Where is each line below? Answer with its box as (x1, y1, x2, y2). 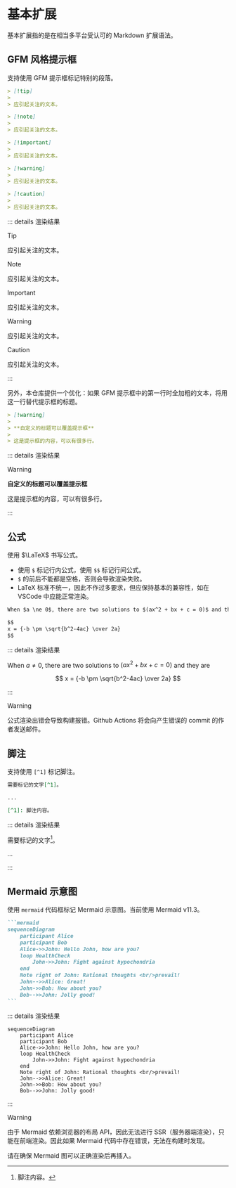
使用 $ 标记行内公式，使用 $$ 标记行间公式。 (17, 566, 145, 574)
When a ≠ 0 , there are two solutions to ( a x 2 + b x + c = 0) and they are (7, 659, 211, 669)
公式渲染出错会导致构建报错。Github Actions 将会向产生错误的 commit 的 (7, 716, 218, 725)
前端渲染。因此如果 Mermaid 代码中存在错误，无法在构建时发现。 (19, 1136, 209, 1144)
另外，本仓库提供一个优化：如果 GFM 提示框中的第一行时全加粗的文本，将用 (7, 388, 228, 397)
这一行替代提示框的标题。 (7, 397, 81, 406)
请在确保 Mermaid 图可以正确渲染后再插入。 (7, 1151, 136, 1160)
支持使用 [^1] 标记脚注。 (7, 768, 79, 776)
